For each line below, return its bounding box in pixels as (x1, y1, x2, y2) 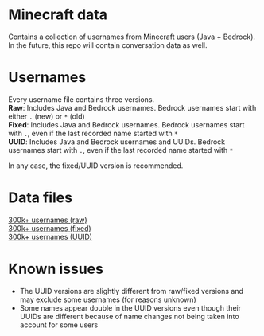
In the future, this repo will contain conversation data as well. (8, 40, 208, 49)
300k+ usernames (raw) (8, 215, 87, 225)
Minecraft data (8, 6, 108, 24)
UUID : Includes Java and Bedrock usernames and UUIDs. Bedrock (8, 137, 226, 147)
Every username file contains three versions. (8, 94, 155, 104)
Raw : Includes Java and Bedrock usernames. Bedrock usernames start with (8, 103, 257, 112)
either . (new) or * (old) (8, 111, 85, 121)
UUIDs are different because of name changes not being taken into (19, 311, 240, 321)
